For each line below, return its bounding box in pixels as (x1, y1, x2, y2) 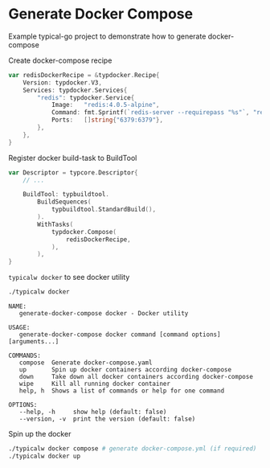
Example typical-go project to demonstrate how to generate (8, 31, 207, 41)
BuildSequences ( (37, 198, 92, 206)
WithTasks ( (37, 220, 74, 228)
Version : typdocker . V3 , (22, 78, 103, 87)
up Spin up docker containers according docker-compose (18, 366, 231, 374)
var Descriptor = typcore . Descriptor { (8, 168, 138, 177)
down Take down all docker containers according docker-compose (18, 373, 253, 381)
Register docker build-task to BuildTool (8, 153, 137, 162)
